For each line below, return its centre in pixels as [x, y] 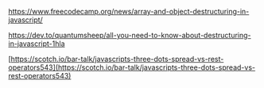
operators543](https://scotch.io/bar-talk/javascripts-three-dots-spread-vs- [132, 67]
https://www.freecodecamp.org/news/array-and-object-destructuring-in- [129, 11]
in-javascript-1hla [37, 44]
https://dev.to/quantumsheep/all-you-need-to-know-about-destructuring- [130, 35]
